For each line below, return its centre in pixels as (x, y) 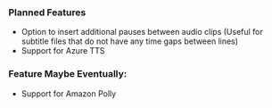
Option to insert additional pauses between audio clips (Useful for (142, 32)
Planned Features (47, 12)
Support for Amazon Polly (69, 93)
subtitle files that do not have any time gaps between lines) (129, 41)
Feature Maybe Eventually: (68, 74)
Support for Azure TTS (63, 51)
